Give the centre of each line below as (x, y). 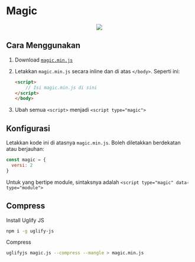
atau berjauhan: (25, 149)
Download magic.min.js (43, 60)
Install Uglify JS (25, 220)
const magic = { (26, 160)
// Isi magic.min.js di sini (61, 88)
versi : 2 (22, 165)
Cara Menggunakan (43, 46)
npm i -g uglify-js (30, 231)
